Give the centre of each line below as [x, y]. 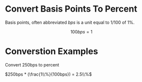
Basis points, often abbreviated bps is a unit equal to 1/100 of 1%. [70, 22]
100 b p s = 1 [81, 32]
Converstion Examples [52, 51]
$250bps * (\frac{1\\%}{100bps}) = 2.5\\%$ [48, 74]
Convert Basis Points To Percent [71, 9]
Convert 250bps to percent [32, 65]
